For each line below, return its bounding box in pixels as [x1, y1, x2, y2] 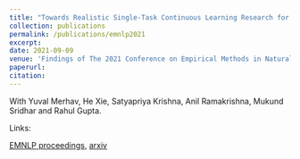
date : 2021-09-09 [9, 46, 74, 55]
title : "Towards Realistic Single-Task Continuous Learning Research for [9, 13, 290, 22]
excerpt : [9, 38, 42, 47]
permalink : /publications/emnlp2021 [9, 29, 146, 38]
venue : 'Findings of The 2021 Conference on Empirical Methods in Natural [9, 54, 294, 63]
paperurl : [9, 63, 46, 72]
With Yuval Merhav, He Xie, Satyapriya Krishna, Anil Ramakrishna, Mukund [9, 96, 284, 106]
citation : [9, 71, 46, 80]
